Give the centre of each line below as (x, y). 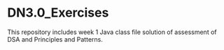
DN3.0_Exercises (58, 13)
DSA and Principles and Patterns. (55, 39)
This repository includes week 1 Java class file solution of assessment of (112, 32)
